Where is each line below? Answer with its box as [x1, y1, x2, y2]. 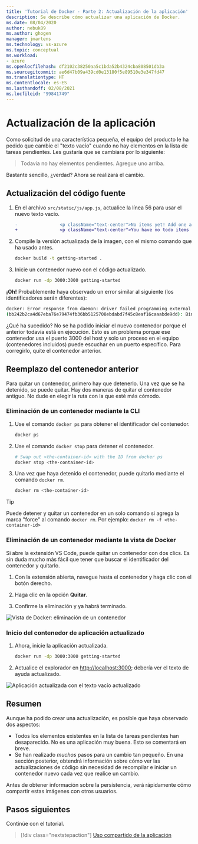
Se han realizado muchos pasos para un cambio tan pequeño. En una [14, 751, 184, 758]
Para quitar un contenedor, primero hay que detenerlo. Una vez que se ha [6, 380, 185, 387]
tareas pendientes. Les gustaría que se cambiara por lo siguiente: [6, 148, 165, 155]
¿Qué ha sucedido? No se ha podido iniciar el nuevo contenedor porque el [6, 322, 187, 329]
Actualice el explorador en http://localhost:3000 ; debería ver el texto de [14, 664, 189, 671]
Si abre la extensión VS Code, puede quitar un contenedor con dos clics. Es [6, 549, 190, 556]
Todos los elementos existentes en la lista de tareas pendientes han [14, 732, 179, 739]
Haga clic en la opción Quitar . [14, 591, 88, 598]
